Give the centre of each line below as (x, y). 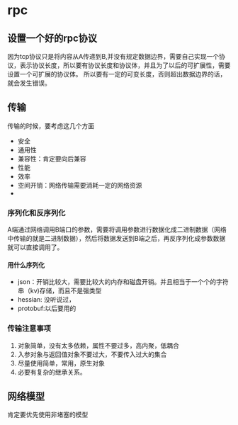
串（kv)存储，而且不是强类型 (59, 291)
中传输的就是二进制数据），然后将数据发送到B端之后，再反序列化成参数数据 (117, 239)
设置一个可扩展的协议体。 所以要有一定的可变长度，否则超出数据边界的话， (117, 74)
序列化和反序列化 (36, 212)
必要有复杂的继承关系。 (52, 372)
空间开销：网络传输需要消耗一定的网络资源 (80, 185)
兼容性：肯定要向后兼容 (52, 159)
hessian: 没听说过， (46, 300)
